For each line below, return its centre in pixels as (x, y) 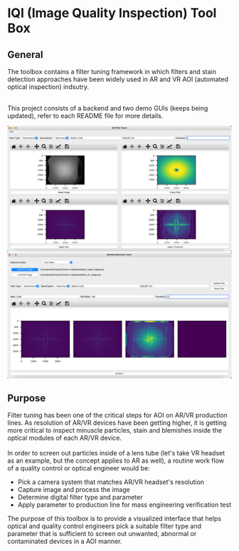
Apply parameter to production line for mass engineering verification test (124, 505)
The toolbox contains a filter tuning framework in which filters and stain (112, 72)
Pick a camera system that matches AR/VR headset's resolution (111, 482)
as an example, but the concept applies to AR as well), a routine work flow (116, 460)
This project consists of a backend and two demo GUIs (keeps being (108, 108)
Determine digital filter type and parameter (80, 498)
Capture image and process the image (74, 490)
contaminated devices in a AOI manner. (65, 541)
